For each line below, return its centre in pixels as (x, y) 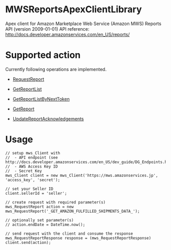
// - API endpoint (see (32, 157)
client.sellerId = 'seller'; (36, 193)
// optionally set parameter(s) (39, 220)
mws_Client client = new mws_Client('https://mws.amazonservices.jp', (82, 175)
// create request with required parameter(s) (55, 202)
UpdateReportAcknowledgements (48, 119)
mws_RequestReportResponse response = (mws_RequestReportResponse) (78, 238)
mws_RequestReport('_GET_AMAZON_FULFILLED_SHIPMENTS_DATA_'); (73, 211)
